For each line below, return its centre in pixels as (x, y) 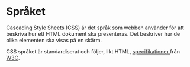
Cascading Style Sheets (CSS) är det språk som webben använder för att (95, 28)
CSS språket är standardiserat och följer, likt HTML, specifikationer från (93, 51)
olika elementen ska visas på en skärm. (54, 40)
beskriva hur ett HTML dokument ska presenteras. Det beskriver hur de (93, 33)
